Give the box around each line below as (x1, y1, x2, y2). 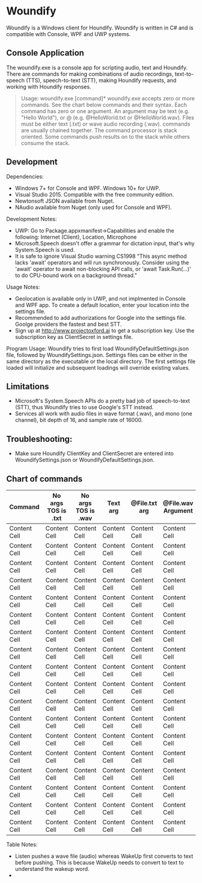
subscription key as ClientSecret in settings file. (14, 333, 133, 340)
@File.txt (130, 499, 158, 507)
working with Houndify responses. (6, 83, 91, 90)
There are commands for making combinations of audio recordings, (6, 70, 174, 78)
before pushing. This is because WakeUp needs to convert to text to (14, 859, 185, 866)
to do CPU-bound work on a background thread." (14, 272, 137, 279)
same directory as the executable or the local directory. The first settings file (6, 358, 196, 365)
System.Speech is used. (14, 246, 75, 253)
